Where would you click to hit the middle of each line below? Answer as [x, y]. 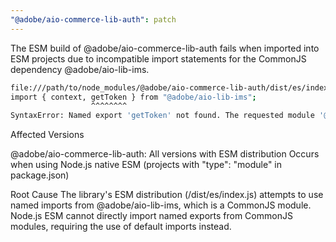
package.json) [40, 175]
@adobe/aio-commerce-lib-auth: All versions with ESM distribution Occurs [165, 154]
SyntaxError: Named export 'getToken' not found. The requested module [162, 116]
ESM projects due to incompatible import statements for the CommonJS [158, 58]
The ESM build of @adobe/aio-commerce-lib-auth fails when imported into [165, 48]
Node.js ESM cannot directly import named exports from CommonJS [151, 216]
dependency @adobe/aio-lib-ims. [80, 69]
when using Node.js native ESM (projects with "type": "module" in [146, 165]
